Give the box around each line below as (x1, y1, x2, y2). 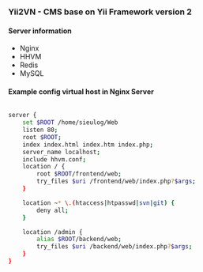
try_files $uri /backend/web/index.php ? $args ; (36, 243, 193, 251)
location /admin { (22, 228, 83, 236)
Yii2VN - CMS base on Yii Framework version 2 (8, 6, 192, 17)
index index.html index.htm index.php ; (22, 141, 154, 149)
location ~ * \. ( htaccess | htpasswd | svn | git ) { (22, 198, 175, 207)
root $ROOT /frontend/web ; (36, 170, 122, 178)
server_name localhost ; (22, 148, 101, 156)
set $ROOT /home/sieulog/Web (22, 119, 118, 127)
